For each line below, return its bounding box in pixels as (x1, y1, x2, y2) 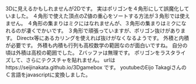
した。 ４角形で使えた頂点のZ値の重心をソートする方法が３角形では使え (15, 12, 190, 19)
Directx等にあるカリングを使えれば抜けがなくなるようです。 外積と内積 (16, 35, 189, 41)
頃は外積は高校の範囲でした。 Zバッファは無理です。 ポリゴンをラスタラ (5, 49, 181, 56)
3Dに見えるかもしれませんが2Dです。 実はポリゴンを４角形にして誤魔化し (5, 5, 184, 12)
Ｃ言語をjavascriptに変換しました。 (5, 71, 92, 78)
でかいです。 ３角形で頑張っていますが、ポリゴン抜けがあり (36, 27, 181, 34)
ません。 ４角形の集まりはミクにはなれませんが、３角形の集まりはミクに (5, 20, 181, 26)
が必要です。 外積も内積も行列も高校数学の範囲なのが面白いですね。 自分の (5, 42, 188, 49)
